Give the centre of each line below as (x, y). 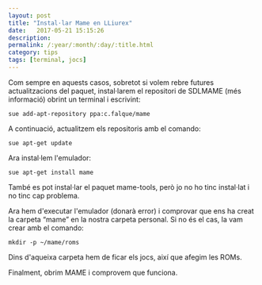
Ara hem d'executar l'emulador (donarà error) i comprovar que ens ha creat (131, 210)
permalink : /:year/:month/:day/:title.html (81, 45)
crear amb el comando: (46, 228)
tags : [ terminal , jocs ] (47, 60)
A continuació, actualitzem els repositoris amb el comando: (104, 129)
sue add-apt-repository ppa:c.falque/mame (79, 114)
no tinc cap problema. (44, 195)
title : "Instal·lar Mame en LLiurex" (70, 23)
